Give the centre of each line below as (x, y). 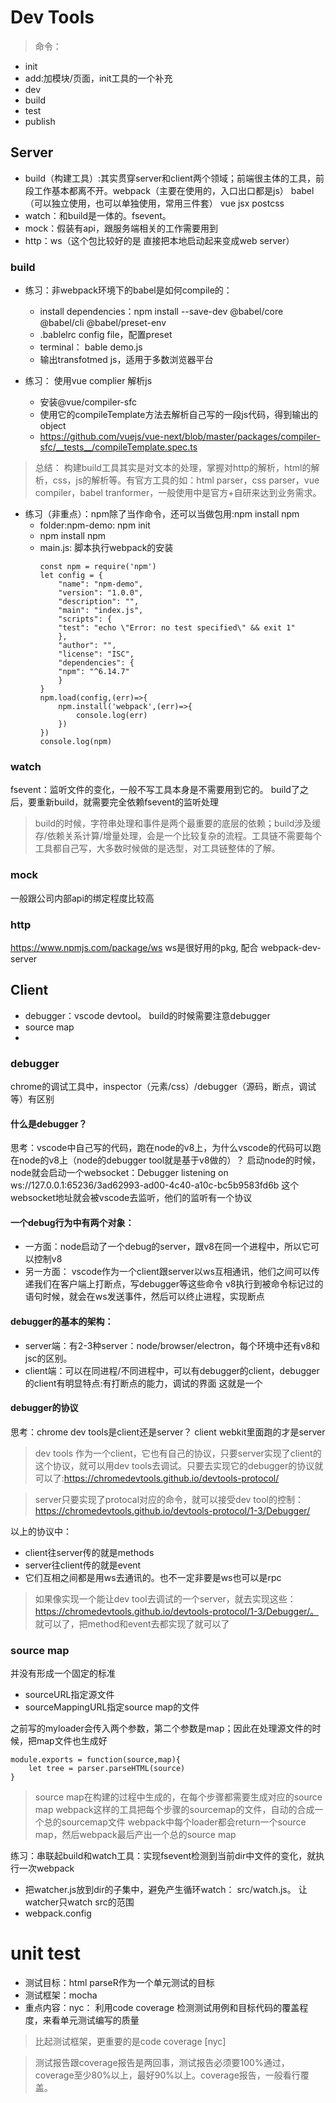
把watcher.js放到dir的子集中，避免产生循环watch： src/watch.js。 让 (166, 1890)
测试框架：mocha (61, 1995)
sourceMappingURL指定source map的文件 (112, 1707)
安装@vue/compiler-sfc (88, 402)
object (53, 426)
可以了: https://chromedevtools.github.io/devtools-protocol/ (157, 1478)
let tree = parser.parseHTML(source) (107, 1769)
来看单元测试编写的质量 (91, 2020)
